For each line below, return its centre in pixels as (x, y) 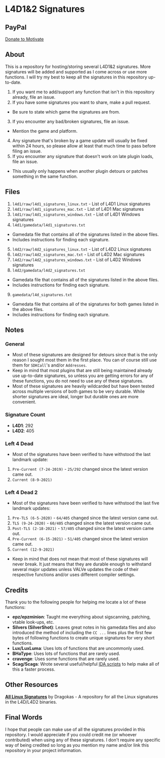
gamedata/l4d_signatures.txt (42, 295)
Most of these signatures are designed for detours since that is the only (85, 355)
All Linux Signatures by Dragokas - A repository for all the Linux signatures (82, 696)
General (15, 344)
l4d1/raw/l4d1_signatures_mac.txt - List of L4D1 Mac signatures (78, 209)
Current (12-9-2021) (33, 550)
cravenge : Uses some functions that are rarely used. (66, 659)
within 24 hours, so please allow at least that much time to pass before (84, 146)
